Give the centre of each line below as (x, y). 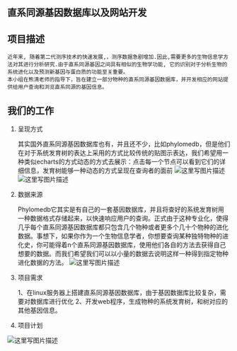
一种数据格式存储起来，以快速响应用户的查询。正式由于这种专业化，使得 (123, 219)
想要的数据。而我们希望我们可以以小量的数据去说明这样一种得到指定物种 (123, 254)
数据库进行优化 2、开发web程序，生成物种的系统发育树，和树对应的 (129, 301)
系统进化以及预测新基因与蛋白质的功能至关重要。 (68, 72)
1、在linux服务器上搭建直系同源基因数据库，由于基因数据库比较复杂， (119, 293)
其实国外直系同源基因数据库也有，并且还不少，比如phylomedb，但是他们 (124, 144)
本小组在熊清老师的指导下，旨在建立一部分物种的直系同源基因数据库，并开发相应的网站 (115, 80)
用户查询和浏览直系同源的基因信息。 (62, 87)
